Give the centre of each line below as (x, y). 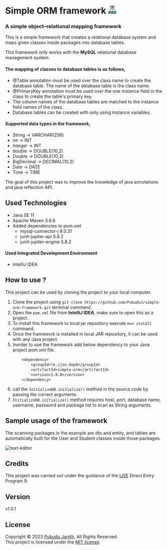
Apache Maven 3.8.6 (34, 220)
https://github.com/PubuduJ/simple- (123, 302)
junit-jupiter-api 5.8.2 (42, 236)
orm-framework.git (32, 308)
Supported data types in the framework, (48, 124)
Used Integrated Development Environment (51, 253)
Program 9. (17, 481)
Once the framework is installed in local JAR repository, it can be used (85, 334)
